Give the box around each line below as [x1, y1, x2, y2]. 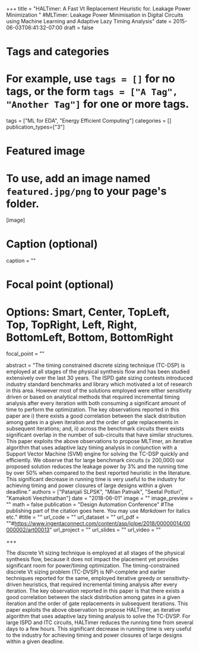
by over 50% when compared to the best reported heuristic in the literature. [6, 469, 192, 476]
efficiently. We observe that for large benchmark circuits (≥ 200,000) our [6, 457, 185, 464]
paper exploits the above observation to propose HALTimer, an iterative [6, 606, 181, 613]
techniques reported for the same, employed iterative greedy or [6, 575, 162, 582]
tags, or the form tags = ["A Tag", [6, 85, 178, 98]
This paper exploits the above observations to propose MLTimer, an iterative [6, 438, 192, 445]
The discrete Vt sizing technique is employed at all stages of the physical [6, 549, 185, 556]
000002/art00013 [6, 527, 50, 534]
